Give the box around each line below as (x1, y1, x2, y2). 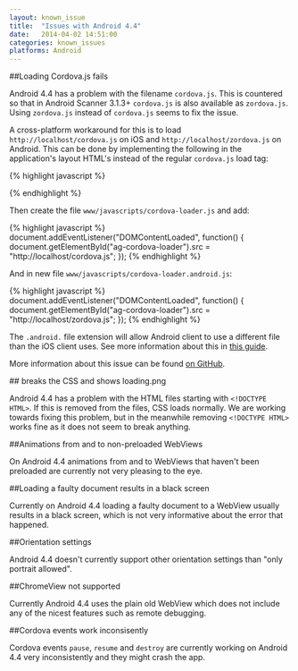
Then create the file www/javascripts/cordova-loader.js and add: (9, 205, 250, 216)
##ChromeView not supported (9, 581, 120, 591)
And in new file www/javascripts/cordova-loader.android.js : (9, 268, 233, 279)
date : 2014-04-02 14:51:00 (9, 30, 118, 38)
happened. (9, 520, 49, 531)
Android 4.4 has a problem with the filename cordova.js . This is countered (9, 89, 283, 99)
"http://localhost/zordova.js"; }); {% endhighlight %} (9, 314, 201, 325)
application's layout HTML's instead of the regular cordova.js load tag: (9, 153, 269, 164)
